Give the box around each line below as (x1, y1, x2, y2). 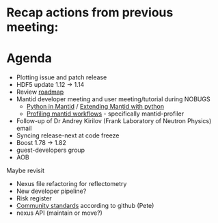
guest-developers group (16, 146, 85, 155)
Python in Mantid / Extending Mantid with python (26, 103, 165, 111)
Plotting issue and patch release (16, 73, 107, 81)
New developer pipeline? (16, 187, 87, 196)
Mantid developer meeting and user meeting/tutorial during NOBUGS (16, 95, 210, 103)
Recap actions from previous (6, 5, 174, 21)
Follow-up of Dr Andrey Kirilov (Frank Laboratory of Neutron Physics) (16, 117, 212, 125)
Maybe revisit (6, 166, 45, 175)
